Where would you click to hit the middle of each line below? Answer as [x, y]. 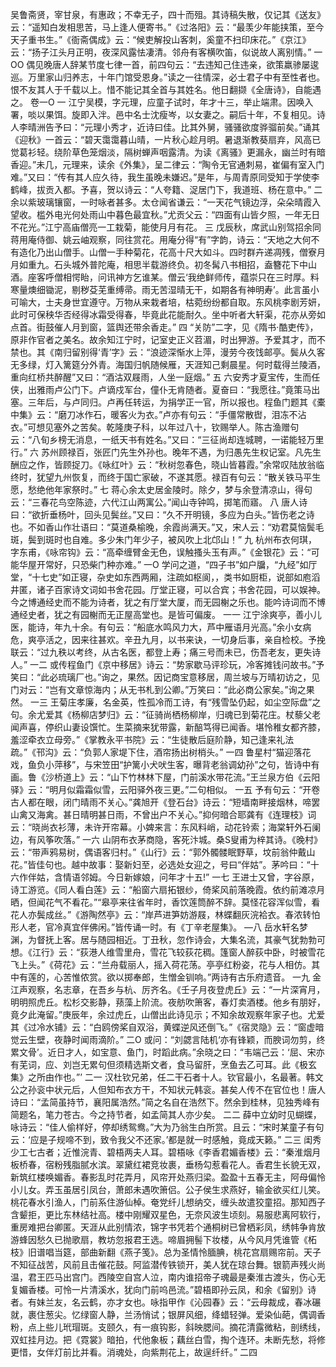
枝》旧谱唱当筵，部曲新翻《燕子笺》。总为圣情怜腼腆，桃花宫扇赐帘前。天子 [166, 1252]
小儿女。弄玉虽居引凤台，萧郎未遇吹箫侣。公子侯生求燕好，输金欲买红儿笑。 [168, 1189]
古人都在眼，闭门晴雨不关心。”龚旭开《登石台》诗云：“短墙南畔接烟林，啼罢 [165, 802]
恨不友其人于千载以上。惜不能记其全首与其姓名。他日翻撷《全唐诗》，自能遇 [166, 89]
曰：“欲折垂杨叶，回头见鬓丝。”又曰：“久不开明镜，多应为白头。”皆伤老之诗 [162, 514]
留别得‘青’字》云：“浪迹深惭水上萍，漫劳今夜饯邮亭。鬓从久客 [198, 352]
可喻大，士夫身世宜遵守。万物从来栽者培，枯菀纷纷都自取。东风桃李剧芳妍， [168, 302]
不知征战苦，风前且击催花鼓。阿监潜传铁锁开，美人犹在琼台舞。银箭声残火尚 [168, 1264]
